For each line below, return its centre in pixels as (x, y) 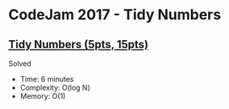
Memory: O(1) (43, 96)
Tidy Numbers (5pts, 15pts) (79, 44)
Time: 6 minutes (47, 79)
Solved (20, 63)
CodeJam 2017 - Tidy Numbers (115, 15)
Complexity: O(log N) (55, 87)
